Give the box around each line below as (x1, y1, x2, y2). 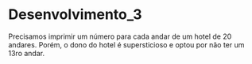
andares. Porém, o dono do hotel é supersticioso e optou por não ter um (8, 40, 245, 49)
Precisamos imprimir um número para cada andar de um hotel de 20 (8, 32, 232, 41)
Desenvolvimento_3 (8, 6, 142, 24)
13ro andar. (8, 48, 45, 58)
